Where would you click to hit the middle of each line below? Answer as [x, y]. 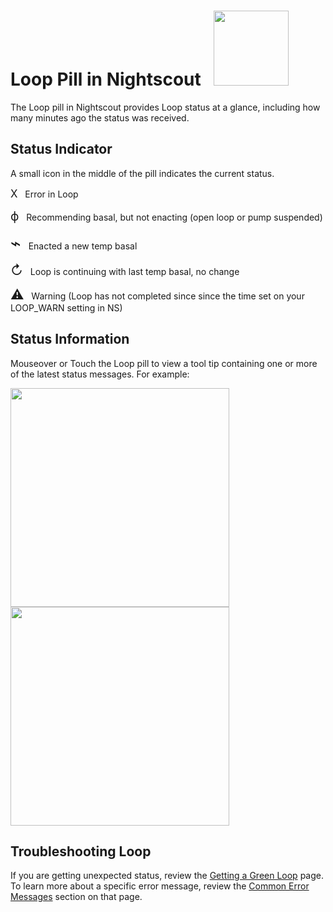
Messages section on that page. [76, 897]
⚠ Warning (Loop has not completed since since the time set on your [157, 294]
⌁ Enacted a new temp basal [74, 242]
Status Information [70, 339]
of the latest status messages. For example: [100, 374]
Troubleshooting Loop [81, 851]
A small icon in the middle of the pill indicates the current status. [142, 173]
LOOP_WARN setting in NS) [66, 307]
